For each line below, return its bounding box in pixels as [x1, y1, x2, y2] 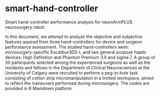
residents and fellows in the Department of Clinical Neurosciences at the [5, 64, 150, 71]
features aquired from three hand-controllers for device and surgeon [5, 38, 142, 44]
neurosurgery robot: [5, 24, 45, 30]
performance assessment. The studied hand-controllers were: [5, 44, 129, 50]
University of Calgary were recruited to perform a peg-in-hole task [5, 70, 138, 76]
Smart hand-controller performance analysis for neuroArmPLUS [5, 19, 132, 25]
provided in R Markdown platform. [5, 85, 73, 91]
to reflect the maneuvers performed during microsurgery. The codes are [5, 80, 149, 86]
